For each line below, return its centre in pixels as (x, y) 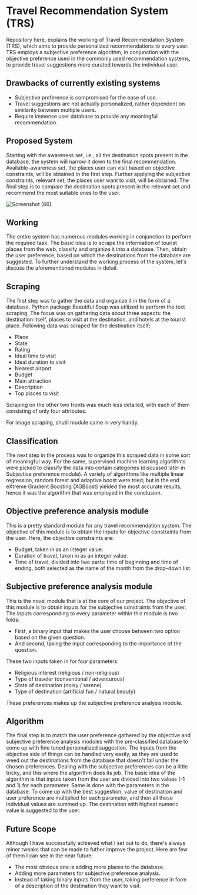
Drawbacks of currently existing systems (83, 83)
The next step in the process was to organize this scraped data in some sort (98, 455)
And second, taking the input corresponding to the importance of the (98, 644)
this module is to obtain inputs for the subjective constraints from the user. (96, 607)
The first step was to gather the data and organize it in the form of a (88, 301)
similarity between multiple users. (55, 110)
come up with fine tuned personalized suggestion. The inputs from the (91, 748)
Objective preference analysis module (77, 511)
